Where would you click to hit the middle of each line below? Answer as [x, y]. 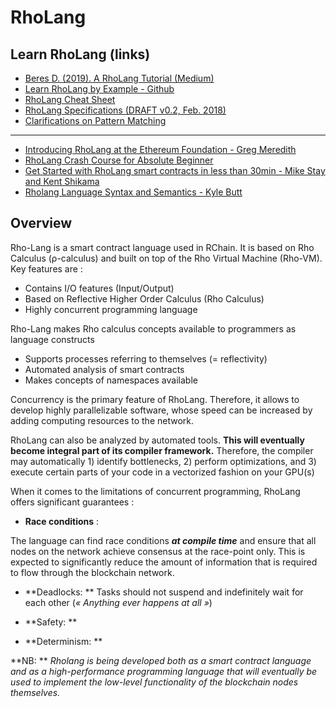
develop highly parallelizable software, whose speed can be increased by [161, 410]
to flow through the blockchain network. [92, 572]
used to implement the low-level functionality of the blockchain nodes [154, 682]
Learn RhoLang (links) [80, 54]
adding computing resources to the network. [102, 420]
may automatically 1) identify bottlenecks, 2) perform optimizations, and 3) [163, 461]
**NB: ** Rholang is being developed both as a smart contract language [161, 660]
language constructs [52, 339]
